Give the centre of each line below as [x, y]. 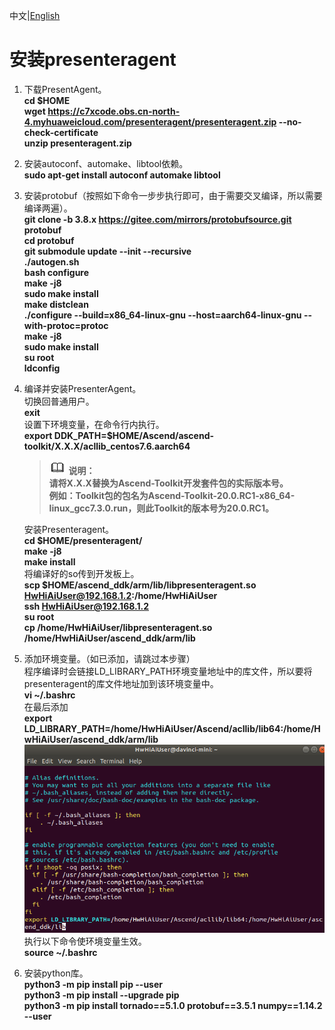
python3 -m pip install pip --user [93, 984]
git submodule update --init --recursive [107, 251]
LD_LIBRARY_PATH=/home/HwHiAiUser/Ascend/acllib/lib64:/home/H [172, 728]
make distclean [56, 304]
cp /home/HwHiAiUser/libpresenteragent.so [118, 627]
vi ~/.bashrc [49, 695]
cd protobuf [49, 240]
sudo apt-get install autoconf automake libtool [122, 175]
